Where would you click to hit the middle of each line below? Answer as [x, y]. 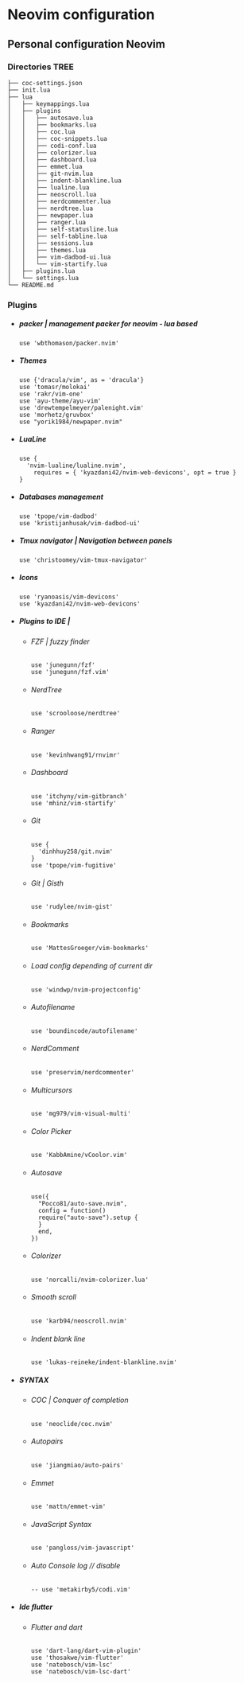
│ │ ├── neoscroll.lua [52, 194]
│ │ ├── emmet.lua [45, 166]
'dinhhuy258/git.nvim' [76, 851]
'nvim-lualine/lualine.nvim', [76, 466]
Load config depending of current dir [91, 966]
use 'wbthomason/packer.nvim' [69, 343]
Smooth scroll [54, 1297]
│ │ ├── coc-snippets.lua [58, 138]
